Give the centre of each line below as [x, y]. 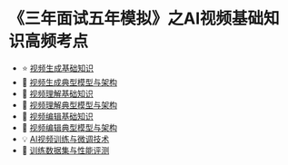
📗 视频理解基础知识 [57, 93]
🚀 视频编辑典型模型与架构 [69, 127]
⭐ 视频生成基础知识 [58, 68]
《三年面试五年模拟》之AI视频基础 [136, 19]
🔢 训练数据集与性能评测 [65, 150]
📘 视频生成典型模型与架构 [69, 82]
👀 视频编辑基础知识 [57, 116]
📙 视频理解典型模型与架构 [69, 104]
